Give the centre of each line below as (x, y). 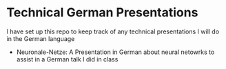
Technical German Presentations (102, 13)
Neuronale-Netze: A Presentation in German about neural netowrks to (115, 52)
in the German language (41, 38)
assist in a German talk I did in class (67, 59)
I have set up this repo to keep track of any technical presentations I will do (113, 31)
